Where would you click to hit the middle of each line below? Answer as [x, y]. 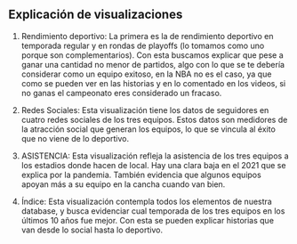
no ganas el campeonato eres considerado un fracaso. [121, 93]
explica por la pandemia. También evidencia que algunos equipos [141, 175]
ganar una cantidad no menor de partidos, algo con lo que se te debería [153, 64]
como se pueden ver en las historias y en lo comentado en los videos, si [153, 83]
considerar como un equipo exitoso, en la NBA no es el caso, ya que [146, 74]
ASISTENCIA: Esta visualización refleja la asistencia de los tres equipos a [155, 156]
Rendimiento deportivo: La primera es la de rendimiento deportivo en [147, 36]
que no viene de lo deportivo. [75, 138]
